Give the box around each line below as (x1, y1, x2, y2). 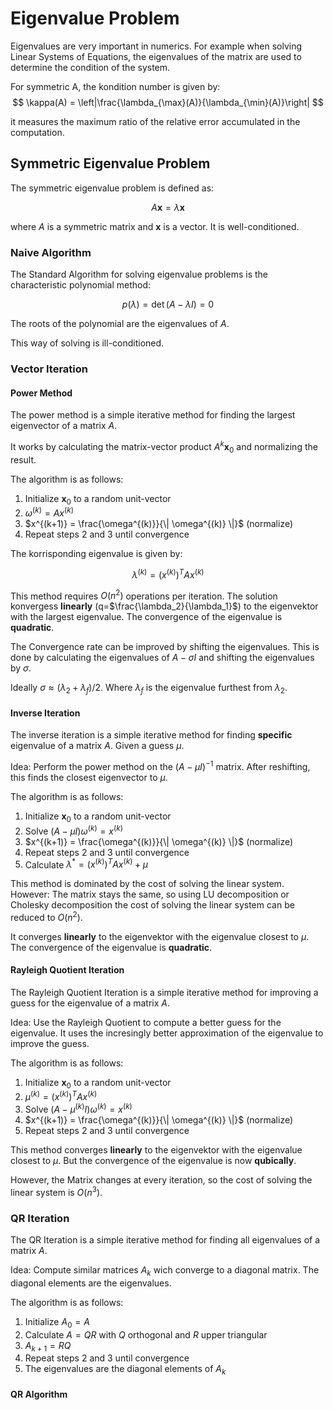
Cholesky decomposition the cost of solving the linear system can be (10, 899, 295, 911)
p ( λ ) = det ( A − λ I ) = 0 (121, 298, 215, 311)
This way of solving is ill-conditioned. (10, 337, 165, 349)
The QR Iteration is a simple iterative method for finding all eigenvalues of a (10, 1234, 321, 1246)
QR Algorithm (10, 1388, 68, 1400)
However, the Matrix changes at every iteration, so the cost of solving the (10, 1174, 313, 1186)
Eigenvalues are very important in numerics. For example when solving (10, 40, 303, 52)
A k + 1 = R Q (24, 1339, 72, 1354)
